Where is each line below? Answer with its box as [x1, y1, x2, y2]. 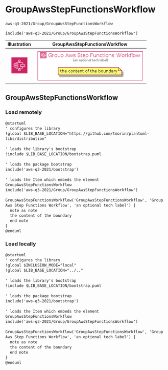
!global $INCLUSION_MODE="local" [5, 263, 77, 268]
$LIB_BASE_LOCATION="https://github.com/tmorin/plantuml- [23, 131, 150, 136]
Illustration [7, 41, 32, 47]
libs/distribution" [5, 136, 47, 141]
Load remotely [5, 109, 42, 116]
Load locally [5, 240, 36, 247]
